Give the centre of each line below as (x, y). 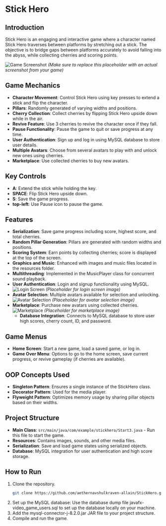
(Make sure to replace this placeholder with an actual (103, 65)
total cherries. (27, 237)
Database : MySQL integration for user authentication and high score (82, 451)
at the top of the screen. (37, 258)
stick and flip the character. (40, 103)
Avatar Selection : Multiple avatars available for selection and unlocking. (86, 295)
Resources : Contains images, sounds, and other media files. (74, 440)
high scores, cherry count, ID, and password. (66, 321)
